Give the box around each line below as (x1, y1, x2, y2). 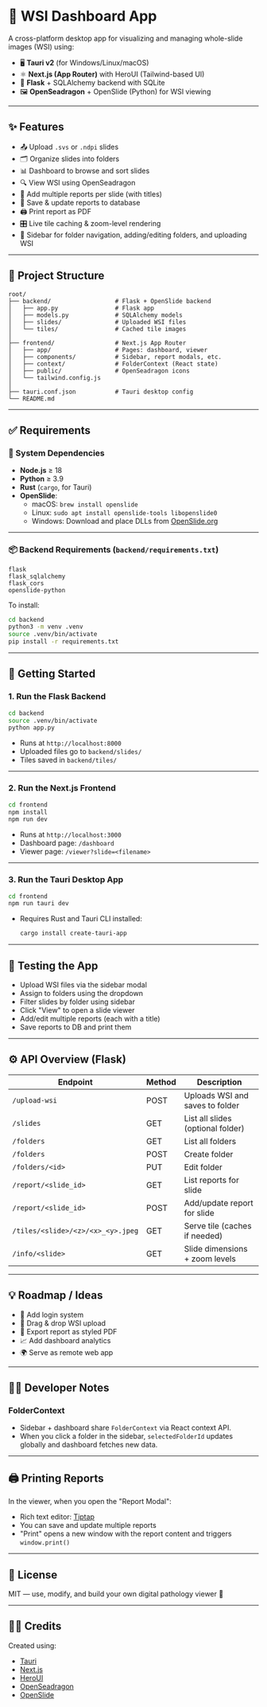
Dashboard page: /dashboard (19, 838, 114, 848)
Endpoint (57, 1076, 93, 1088)
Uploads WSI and (184, 1090, 249, 1101)
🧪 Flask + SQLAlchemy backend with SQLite (19, 77, 165, 87)
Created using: (8, 1640, 57, 1650)
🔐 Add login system (19, 1310, 84, 1319)
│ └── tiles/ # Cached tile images (8, 325, 187, 333)
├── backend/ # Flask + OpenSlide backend (8, 297, 212, 305)
